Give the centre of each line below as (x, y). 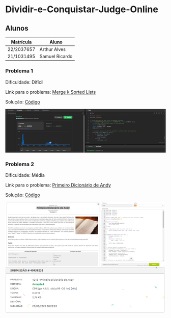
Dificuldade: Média (25, 175)
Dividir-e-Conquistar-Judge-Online (82, 9)
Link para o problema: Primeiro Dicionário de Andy (58, 185)
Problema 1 (19, 71)
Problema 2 (20, 164)
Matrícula (21, 42)
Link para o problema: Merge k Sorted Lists (51, 92)
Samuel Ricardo (56, 56)
